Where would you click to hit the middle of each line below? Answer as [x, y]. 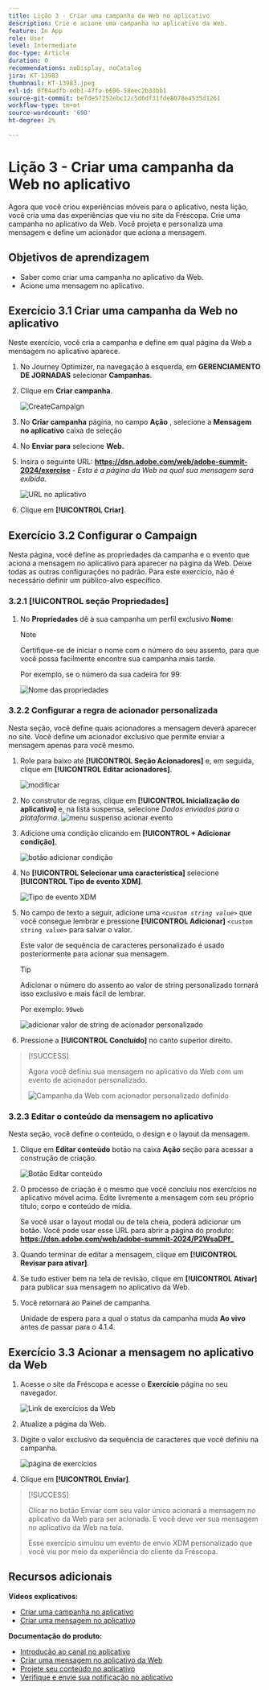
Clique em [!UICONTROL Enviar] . [75, 1479]
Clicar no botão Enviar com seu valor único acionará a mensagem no [142, 1510]
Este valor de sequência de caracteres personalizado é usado [122, 945]
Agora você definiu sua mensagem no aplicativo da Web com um [136, 1071]
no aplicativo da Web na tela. [76, 1527]
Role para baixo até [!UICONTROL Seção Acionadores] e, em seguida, [137, 760]
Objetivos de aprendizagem [79, 258]
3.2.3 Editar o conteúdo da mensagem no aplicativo [111, 1116]
